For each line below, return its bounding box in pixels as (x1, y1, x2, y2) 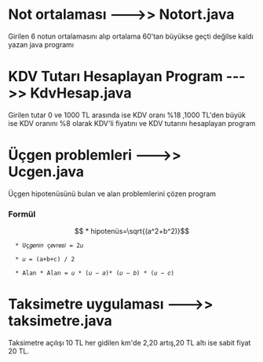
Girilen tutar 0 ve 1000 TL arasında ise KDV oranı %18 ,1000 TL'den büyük (8, 110, 246, 120)
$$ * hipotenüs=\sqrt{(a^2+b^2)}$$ (74, 227, 190, 236)
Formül (8, 209, 36, 220)
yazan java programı (8, 39, 75, 49)
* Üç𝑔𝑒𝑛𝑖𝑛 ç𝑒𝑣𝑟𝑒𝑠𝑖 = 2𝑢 (15, 242, 84, 249)
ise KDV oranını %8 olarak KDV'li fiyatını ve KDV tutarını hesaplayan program (8, 118, 256, 127)
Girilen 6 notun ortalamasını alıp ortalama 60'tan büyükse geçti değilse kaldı (8, 31, 254, 41)
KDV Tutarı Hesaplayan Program (8, 68, 224, 86)
